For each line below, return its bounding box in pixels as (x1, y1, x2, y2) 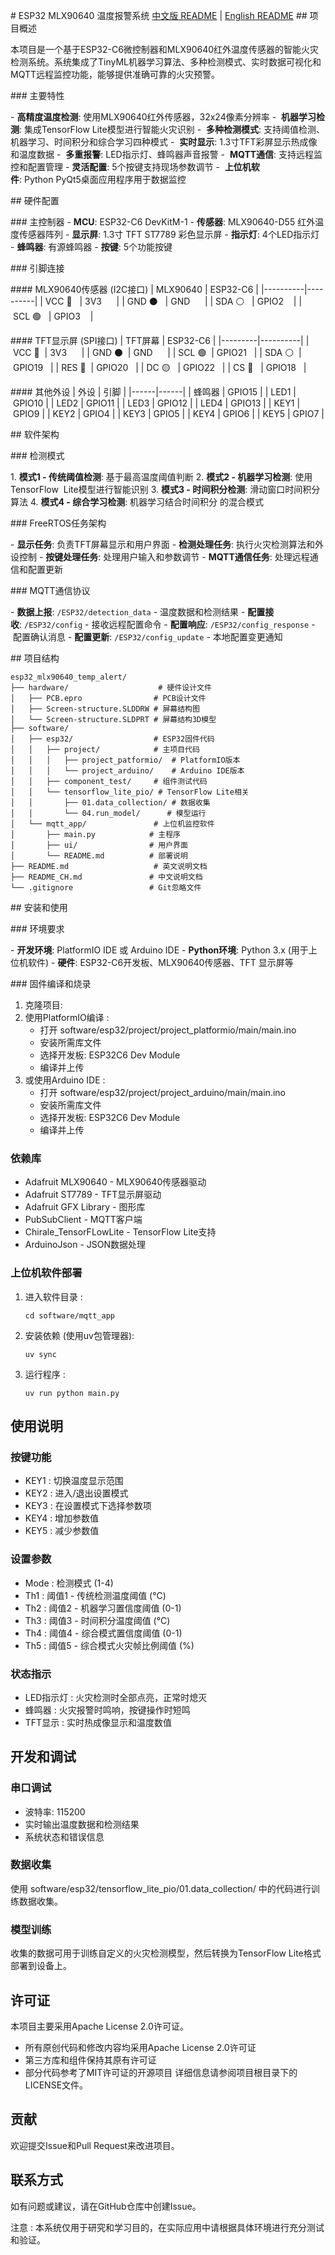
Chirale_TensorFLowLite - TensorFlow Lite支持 (24, 1226, 217, 1238)
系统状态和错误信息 (24, 1830, 105, 1843)
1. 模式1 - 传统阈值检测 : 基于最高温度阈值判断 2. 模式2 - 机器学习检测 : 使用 (10, 471, 313, 483)
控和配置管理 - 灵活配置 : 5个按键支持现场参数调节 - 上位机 (10, 161, 252, 173)
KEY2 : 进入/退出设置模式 (24, 1487, 129, 1499)
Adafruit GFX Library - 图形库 (24, 1201, 146, 1213)
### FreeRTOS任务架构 (10, 517, 107, 529)
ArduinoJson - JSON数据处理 (24, 1239, 146, 1251)
